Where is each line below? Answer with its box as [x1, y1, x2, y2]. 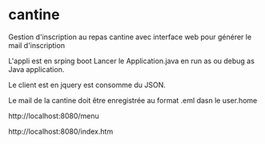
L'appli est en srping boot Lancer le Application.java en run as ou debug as [8, 56, 255, 66]
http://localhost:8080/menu [8, 110, 99, 121]
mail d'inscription [8, 40, 66, 50]
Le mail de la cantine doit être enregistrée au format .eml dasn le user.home [8, 95, 258, 105]
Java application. [8, 64, 65, 74]
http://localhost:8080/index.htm [8, 126, 114, 136]
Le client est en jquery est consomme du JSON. [8, 80, 167, 90]
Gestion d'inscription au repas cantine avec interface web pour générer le [8, 32, 252, 42]
